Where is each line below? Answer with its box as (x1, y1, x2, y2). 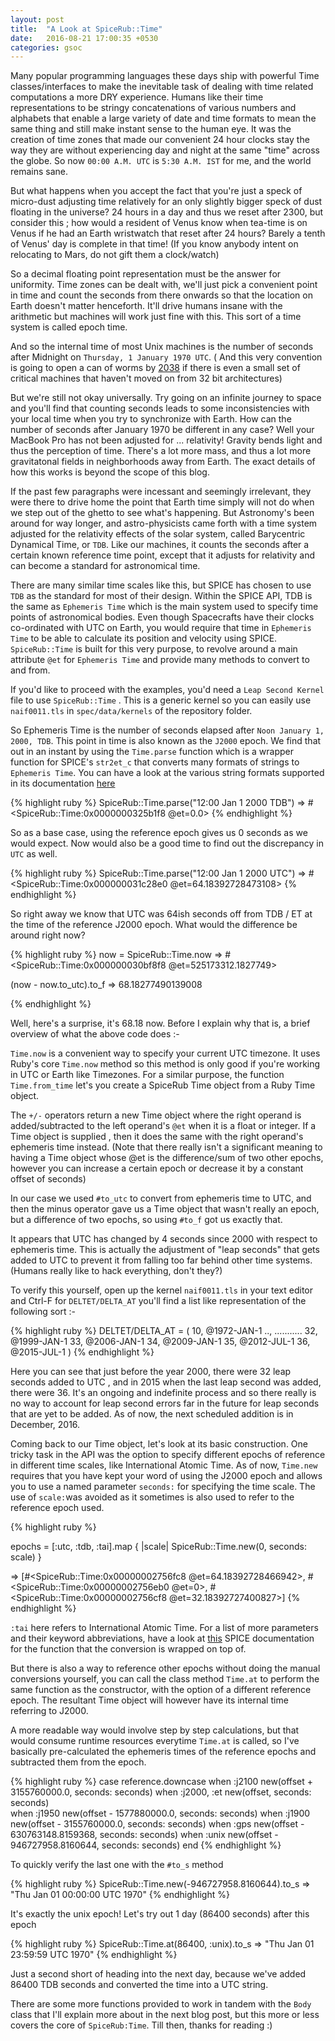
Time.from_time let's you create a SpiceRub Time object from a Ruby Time (10, 1079, 316, 1091)
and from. (10, 664, 51, 676)
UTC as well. (10, 848, 58, 860)
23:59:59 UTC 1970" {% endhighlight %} (10, 1949, 178, 1961)
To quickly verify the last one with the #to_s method (10, 1859, 224, 1871)
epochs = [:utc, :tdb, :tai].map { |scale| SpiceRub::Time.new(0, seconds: (10, 1541, 308, 1553)
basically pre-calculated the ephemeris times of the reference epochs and (10, 1746, 317, 1758)
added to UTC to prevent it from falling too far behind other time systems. (10, 1254, 313, 1266)
